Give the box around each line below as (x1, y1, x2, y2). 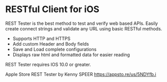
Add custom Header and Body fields (12, 40, 89, 47)
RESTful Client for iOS (5, 4, 100, 15)
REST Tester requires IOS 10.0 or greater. (5, 61, 92, 67)
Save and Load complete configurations (12, 46, 97, 52)
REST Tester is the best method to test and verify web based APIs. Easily (5, 20, 158, 26)
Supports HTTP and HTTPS (12, 35, 71, 42)
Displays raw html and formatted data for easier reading (12, 52, 130, 58)
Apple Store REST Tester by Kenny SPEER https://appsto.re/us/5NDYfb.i (5, 71, 156, 77)
